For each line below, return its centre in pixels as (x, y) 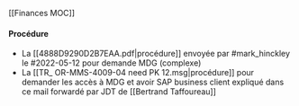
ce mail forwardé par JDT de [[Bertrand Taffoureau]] (119, 92)
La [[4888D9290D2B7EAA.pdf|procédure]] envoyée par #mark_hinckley (155, 54)
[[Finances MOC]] (42, 13)
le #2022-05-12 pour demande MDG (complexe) (111, 63)
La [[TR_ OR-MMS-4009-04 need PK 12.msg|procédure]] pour (137, 73)
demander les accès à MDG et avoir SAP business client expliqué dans (153, 82)
